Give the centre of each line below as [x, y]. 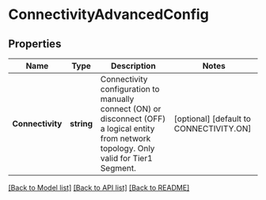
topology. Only [127, 148]
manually [117, 99]
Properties [35, 44]
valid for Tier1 [126, 158]
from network [125, 138]
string [82, 124]
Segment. [118, 168]
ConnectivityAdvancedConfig [109, 15]
